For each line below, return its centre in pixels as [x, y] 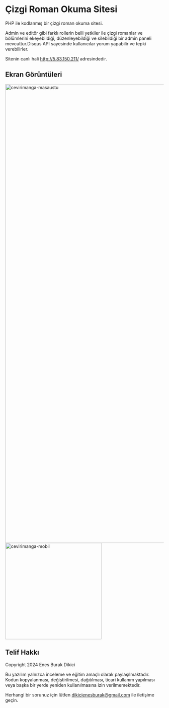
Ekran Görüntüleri [34, 75]
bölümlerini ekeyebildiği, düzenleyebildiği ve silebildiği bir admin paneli [78, 38]
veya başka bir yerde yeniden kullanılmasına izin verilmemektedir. [73, 685]
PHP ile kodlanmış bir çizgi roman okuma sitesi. [54, 23]
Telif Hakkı [22, 652]
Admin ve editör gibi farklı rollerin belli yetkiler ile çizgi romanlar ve [74, 33]
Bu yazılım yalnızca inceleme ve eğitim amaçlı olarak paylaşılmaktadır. [77, 674]
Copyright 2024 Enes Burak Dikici [40, 664]
